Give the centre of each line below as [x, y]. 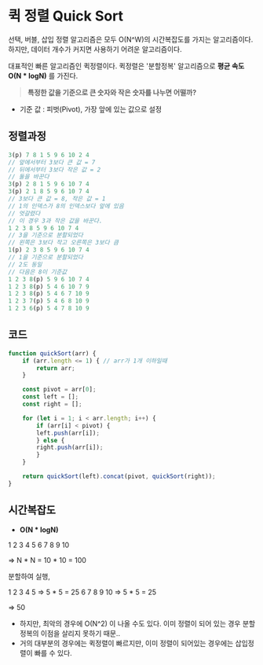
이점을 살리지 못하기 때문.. [80, 633]
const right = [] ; [52, 404]
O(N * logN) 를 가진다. [43, 75]
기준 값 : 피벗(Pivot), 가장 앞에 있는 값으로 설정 [91, 109]
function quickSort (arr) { [52, 353]
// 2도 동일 [25, 264]
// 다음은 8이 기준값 [38, 272]
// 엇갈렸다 [24, 213]
